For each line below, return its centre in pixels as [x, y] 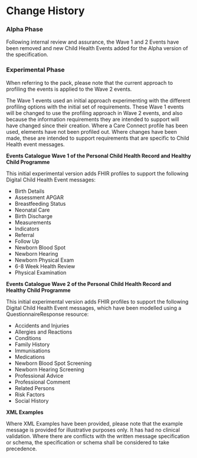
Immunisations [32, 350]
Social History [32, 401]
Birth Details [29, 191]
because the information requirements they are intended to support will [93, 119]
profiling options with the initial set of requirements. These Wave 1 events [95, 107]
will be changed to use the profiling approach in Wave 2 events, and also [94, 113]
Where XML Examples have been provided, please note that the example [94, 423]
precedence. [22, 449]
